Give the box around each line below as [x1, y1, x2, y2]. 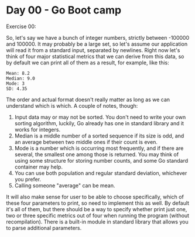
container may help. [14, 163, 63, 170]
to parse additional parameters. [6, 224, 82, 231]
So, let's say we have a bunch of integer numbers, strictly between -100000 [6, 34, 190, 41]
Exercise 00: [6, 23, 36, 30]
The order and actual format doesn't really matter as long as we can [6, 96, 170, 103]
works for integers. [14, 126, 60, 133]
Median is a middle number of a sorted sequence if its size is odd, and [14, 132, 184, 139]
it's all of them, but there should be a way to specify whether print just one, [6, 205, 187, 212]
